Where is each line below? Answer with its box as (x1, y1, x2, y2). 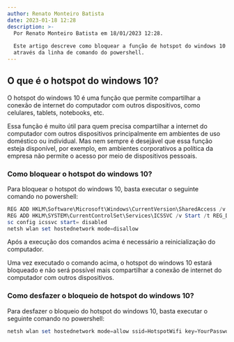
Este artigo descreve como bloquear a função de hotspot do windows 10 (13, 43, 226, 50)
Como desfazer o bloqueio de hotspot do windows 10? (7, 291, 194, 301)
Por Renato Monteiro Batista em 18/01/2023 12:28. (13, 29, 164, 37)
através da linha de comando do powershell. (13, 50, 145, 57)
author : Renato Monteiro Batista (7, 10, 104, 17)
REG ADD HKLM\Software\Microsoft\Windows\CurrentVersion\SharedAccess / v (7, 205, 226, 213)
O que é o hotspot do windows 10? (7, 75, 159, 87)
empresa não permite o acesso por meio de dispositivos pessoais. (7, 151, 197, 160)
